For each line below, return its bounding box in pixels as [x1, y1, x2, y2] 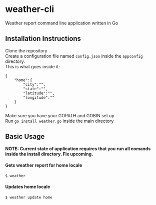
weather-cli [5, 3, 54, 15]
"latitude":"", [23, 91, 55, 96]
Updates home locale [5, 184, 50, 190]
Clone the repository [5, 47, 47, 53]
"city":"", [23, 82, 46, 87]
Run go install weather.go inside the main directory [5, 118, 114, 124]
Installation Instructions [5, 34, 81, 43]
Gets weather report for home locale [5, 162, 82, 168]
